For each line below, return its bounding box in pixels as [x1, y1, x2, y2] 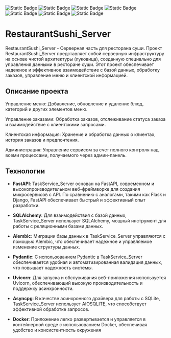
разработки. [12, 202, 40, 208]
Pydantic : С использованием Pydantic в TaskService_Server [12, 254, 143, 260]
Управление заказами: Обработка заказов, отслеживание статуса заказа [5, 116, 166, 122]
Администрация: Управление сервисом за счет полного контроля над [5, 146, 159, 153]
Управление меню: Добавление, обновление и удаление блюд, [5, 100, 144, 107]
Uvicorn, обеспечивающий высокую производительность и [12, 280, 143, 286]
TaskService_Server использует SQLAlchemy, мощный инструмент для [12, 217, 166, 223]
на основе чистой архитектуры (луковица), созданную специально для [5, 56, 161, 62]
